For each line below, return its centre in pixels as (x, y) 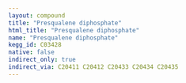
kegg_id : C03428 (35, 45)
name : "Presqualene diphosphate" (63, 38)
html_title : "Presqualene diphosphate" (74, 30)
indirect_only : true (42, 60)
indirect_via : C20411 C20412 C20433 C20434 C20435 (93, 67)
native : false (32, 52)
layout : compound (37, 15)
